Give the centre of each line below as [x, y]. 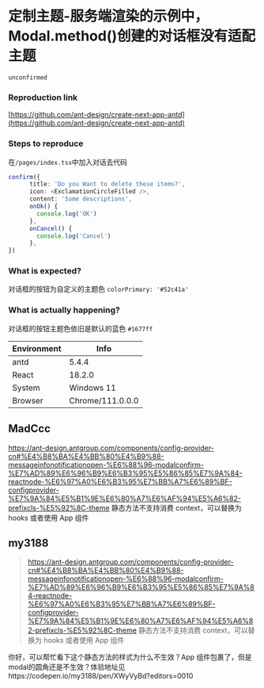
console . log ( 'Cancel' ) [74, 236]
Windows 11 [92, 388]
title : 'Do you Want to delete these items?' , [107, 184]
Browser [28, 400]
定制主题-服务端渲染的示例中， [109, 16]
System [26, 388]
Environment [37, 348]
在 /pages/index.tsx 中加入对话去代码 [68, 162]
